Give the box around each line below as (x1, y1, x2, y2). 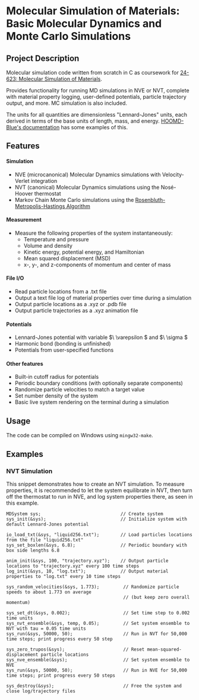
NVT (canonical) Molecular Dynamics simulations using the (14, 183, 160, 191)
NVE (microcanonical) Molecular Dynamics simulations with (14, 171, 161, 178)
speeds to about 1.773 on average (6, 589, 92, 595)
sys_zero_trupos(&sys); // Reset (6, 646, 145, 652)
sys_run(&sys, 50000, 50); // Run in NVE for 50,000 (6, 667, 187, 673)
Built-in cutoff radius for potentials (14, 374, 99, 381)
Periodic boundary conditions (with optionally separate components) (14, 379, 183, 387)
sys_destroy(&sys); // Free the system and (6, 683, 182, 689)
